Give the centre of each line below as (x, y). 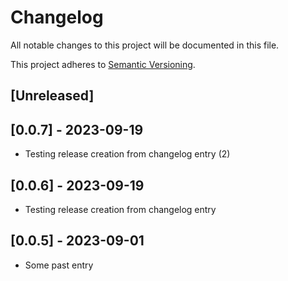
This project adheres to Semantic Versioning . (103, 64)
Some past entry (59, 265)
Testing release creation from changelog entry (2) (127, 154)
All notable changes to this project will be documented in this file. (145, 45)
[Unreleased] (52, 96)
